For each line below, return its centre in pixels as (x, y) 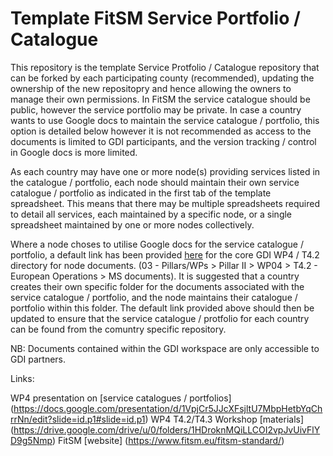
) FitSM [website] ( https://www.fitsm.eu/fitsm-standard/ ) (168, 440)
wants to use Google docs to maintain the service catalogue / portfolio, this (165, 120)
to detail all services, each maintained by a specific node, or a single (151, 214)
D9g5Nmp (31, 440)
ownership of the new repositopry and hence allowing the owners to (151, 88)
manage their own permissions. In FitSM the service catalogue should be (160, 99)
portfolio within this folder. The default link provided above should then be (162, 308)
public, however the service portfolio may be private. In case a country (156, 109)
